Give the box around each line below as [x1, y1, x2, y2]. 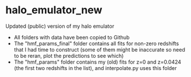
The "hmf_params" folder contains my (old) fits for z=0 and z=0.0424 [13, 58, 182, 65]
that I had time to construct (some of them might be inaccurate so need [13, 46, 186, 53]
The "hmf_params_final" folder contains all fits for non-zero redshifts [13, 40, 179, 47]
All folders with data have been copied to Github [13, 34, 130, 41]
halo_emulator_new [5, 3, 102, 17]
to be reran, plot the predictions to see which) [13, 52, 124, 59]
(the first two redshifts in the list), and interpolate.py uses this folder [13, 64, 177, 71]
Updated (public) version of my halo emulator [5, 23, 115, 30]
